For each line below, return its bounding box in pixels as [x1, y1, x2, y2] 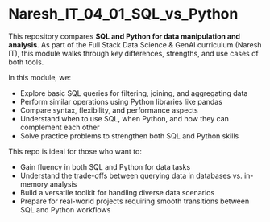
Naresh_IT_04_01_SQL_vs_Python [8, 5, 239, 23]
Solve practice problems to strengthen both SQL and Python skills [19, 130, 239, 141]
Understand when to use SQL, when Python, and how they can [19, 113, 230, 123]
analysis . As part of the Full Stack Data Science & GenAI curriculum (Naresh [8, 39, 262, 49]
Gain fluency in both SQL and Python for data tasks [19, 162, 191, 171]
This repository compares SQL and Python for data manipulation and [8, 31, 240, 41]
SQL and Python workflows [19, 204, 111, 214]
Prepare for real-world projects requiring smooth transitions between [19, 196, 250, 206]
